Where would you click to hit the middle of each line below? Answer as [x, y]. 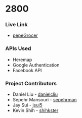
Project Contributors [31, 83]
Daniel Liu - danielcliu [35, 94]
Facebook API [27, 70]
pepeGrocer [25, 35]
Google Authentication [36, 65]
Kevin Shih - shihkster [35, 110]
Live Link [16, 25]
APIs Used [18, 48]
